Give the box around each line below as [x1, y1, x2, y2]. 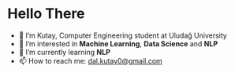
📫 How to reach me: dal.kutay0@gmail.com [18, 56, 162, 65]
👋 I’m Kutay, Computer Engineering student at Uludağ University [18, 31, 228, 40]
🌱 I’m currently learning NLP [18, 47, 111, 57]
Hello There [7, 5, 85, 23]
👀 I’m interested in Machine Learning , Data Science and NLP [18, 38, 218, 48]
